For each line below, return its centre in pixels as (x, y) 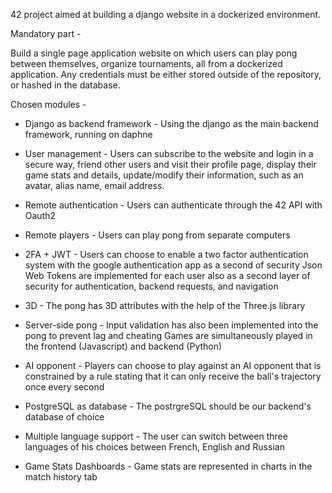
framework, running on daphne (88, 134)
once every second (64, 387)
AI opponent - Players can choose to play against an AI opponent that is (173, 365)
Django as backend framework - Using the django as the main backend (171, 123)
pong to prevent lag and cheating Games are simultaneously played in (168, 335)
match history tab (61, 477)
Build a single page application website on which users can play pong (154, 53)
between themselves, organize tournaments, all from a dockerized (146, 63)
